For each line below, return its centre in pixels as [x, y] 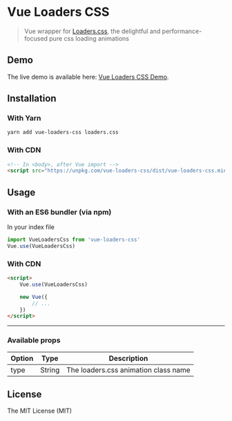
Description [128, 358]
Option [22, 358]
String [50, 370]
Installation [32, 98]
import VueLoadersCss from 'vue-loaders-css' [74, 240]
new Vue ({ [34, 297]
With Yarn [24, 118]
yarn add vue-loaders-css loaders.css [63, 133]
